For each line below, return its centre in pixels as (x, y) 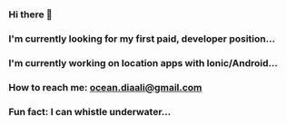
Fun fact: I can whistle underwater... (90, 111)
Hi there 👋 (31, 14)
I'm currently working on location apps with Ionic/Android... (143, 62)
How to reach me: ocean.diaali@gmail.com (105, 87)
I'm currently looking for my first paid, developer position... (142, 38)
